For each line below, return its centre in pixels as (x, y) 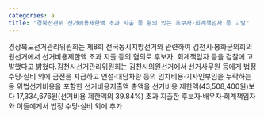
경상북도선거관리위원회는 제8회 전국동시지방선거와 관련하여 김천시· (111, 46)
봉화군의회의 (233, 46)
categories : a (32, 15)
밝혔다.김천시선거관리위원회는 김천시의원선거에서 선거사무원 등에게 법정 (146, 66)
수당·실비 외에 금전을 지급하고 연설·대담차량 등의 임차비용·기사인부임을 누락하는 (130, 76)
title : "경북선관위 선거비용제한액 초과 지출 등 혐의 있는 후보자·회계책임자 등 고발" (129, 23)
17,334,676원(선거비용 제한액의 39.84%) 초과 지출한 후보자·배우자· (120, 96)
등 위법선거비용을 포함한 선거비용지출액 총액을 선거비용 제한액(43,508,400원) (128, 86)
